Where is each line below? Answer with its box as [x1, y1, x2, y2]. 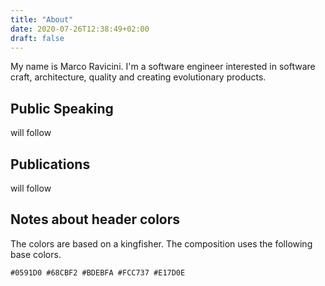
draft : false [10, 33, 65, 43]
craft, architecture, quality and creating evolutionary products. [10, 71, 267, 83]
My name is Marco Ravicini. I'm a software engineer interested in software [10, 61, 316, 73]
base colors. [10, 248, 62, 260]
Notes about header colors [10, 211, 181, 228]
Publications [10, 156, 91, 173]
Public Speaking [10, 100, 114, 117]
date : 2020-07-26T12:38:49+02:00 [10, 24, 150, 34]
